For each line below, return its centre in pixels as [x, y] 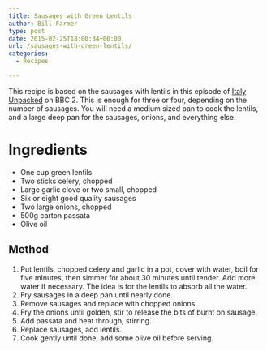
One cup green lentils [56, 172]
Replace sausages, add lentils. [71, 329]
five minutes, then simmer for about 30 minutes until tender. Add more [138, 277]
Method [29, 249]
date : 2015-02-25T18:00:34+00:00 [65, 39]
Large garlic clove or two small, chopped [88, 189]
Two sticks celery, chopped [66, 181]
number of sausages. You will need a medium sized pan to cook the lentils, [133, 108]
